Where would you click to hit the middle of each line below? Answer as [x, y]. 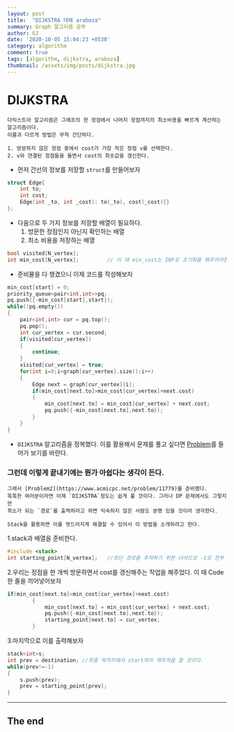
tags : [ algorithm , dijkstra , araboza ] [63, 59]
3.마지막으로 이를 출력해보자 [45, 641]
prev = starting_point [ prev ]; [64, 686]
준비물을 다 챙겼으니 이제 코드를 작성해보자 [75, 274]
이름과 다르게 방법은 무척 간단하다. [51, 135]
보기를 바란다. [49, 452]
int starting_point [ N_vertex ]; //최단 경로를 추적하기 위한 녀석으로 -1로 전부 [116, 558]
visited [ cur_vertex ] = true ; [62, 365]
